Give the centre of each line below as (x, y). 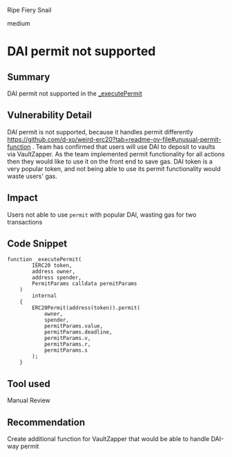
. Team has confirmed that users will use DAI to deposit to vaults (124, 146)
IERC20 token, (52, 266)
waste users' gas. (32, 176)
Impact (22, 198)
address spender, (57, 278)
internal (45, 296)
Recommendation (46, 422)
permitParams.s (66, 350)
